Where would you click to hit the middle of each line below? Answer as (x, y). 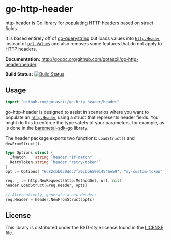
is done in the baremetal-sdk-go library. (47, 128)
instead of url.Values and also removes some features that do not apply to (84, 43)
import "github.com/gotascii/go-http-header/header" (62, 102)
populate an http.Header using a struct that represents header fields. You (82, 117)
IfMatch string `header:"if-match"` (52, 157)
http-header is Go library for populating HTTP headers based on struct (79, 23)
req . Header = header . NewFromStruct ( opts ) (50, 199)
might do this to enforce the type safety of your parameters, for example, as (85, 122)
